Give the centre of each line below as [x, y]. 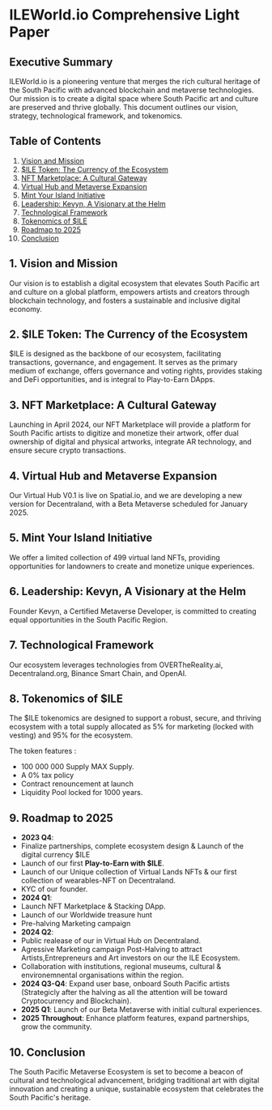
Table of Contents [55, 141]
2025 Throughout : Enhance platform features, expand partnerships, [135, 1019]
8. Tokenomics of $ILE [66, 698]
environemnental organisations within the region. [102, 975]
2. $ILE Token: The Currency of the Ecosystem [129, 335]
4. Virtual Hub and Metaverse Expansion [113, 476]
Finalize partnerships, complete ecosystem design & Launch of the [132, 846]
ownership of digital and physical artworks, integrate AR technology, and [130, 442]
